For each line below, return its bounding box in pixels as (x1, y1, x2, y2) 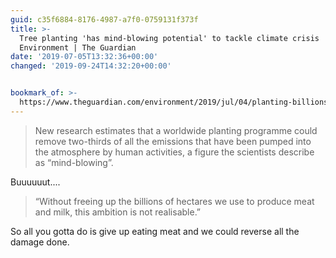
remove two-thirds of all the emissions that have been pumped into (34, 135, 312, 147)
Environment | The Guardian (19, 42, 137, 53)
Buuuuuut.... (10, 176, 61, 188)
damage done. (10, 236, 70, 248)
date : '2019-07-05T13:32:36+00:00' (10, 52, 159, 62)
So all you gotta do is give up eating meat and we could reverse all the (10, 225, 300, 237)
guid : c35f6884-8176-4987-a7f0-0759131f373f (10, 14, 199, 25)
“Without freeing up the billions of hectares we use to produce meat (34, 195, 315, 207)
